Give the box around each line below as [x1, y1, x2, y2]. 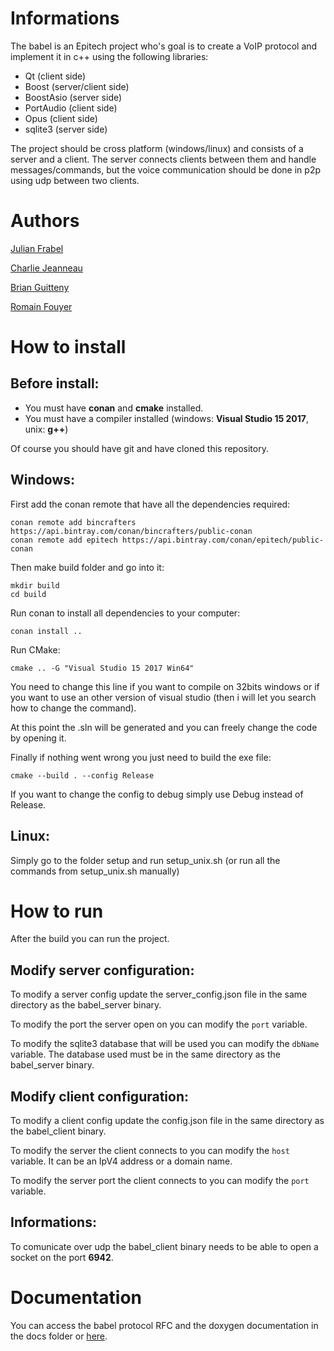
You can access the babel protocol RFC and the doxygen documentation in [10, 1319, 319, 1331]
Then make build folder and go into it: [10, 561, 165, 573]
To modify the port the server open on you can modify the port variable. [10, 1018, 308, 1031]
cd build [10, 589, 47, 599]
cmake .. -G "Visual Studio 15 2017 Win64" [10, 663, 195, 673]
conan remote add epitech [10, 535, 118, 545]
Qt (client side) [24, 70, 87, 82]
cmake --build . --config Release [10, 770, 155, 781]
